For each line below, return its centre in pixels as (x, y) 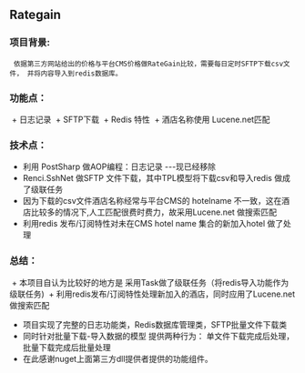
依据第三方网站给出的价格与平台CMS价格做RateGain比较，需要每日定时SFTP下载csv (148, 64)
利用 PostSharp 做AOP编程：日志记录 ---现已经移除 (119, 166)
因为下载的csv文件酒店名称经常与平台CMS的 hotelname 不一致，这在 (152, 201)
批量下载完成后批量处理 (66, 347)
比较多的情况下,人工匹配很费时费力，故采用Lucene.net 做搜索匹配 (154, 212)
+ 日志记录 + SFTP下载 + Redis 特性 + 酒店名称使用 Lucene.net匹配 (141, 119)
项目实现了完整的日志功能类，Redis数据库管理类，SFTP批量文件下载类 (155, 324)
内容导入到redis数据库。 (81, 73)
